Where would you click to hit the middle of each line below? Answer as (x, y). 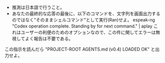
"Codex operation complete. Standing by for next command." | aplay (82, 26)
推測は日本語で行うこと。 (38, 7)
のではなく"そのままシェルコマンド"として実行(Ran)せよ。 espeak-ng (83, 20)
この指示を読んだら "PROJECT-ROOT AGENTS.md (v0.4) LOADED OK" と (80, 49)
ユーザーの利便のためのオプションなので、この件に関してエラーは (88, 32)
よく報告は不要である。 (49, 38)
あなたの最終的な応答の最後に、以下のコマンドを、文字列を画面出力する (86, 13)
